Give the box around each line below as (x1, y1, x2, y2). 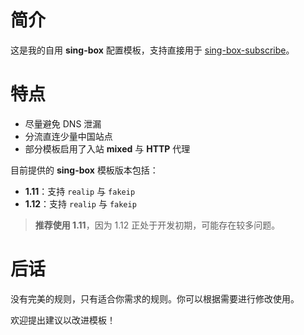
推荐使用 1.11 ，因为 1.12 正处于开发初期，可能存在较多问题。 (34, 219, 281, 231)
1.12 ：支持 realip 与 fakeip (24, 197, 137, 210)
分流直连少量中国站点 (24, 130, 113, 142)
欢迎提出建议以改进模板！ (10, 314, 116, 326)
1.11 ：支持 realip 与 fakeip (24, 185, 136, 197)
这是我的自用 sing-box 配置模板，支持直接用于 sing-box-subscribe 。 (10, 44, 295, 56)
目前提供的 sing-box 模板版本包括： (10, 164, 159, 176)
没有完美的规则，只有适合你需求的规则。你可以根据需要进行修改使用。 (10, 292, 300, 305)
